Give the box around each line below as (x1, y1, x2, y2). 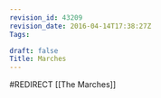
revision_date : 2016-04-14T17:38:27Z (9, 22, 152, 31)
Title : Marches (9, 55, 67, 64)
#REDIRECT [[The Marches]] (9, 79, 116, 90)
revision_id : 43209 (9, 13, 83, 22)
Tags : (9, 30, 30, 39)
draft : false (9, 46, 59, 55)
